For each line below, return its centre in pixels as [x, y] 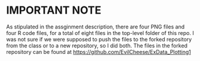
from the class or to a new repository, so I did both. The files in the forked [97, 46]
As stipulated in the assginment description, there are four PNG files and [96, 27]
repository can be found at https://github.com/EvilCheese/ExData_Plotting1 [99, 52]
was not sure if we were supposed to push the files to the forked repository [99, 39]
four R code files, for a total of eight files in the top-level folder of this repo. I [100, 33]
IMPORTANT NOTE [54, 10]
